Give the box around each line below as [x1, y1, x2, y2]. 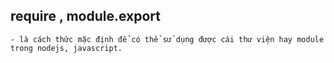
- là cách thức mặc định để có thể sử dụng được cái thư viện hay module [10, 34, 325, 44]
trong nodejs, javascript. [10, 43, 123, 53]
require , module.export [10, 8, 162, 25]
